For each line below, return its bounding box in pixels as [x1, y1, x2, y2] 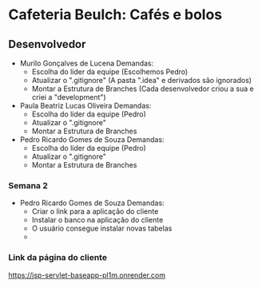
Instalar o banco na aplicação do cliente [31, 215, 164, 225]
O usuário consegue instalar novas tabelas [31, 223, 173, 233]
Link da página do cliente [8, 252, 108, 263]
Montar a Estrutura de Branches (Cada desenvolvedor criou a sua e [31, 84, 254, 93]
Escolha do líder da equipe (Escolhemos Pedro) [31, 67, 189, 77]
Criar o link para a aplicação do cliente [31, 207, 159, 216]
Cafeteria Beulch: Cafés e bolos [8, 6, 223, 24]
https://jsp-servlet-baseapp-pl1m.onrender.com [8, 270, 166, 280]
